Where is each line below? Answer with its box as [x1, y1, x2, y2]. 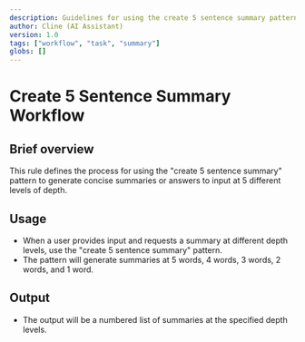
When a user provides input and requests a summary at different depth [22, 235, 289, 246]
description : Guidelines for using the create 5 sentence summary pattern [9, 13, 299, 23]
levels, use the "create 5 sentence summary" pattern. [22, 244, 222, 255]
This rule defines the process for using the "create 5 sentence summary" [9, 165, 283, 177]
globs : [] [9, 47, 47, 56]
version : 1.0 [9, 30, 59, 39]
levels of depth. [9, 185, 68, 196]
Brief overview [9, 142, 94, 157]
